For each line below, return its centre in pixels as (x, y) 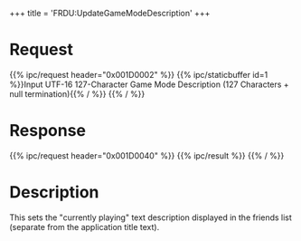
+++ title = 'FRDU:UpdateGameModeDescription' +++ (110, 13)
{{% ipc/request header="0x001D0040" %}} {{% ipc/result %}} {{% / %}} (147, 155)
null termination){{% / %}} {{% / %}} (77, 93)
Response (48, 131)
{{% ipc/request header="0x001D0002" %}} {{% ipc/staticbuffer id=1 (139, 74)
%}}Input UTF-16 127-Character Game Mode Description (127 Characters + (149, 84)
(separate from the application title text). (85, 227)
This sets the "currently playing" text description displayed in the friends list (150, 217)
